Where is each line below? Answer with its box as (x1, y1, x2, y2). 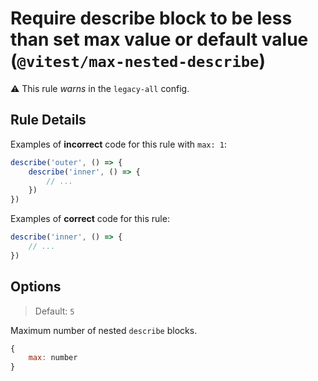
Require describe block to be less (10, 7, 293, 30)
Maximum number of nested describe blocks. (10, 324, 198, 336)
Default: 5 (34, 305, 75, 317)
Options (10, 278, 62, 296)
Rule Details (10, 112, 87, 129)
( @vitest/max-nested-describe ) (10, 50, 266, 72)
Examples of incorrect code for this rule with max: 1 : (10, 138, 227, 150)
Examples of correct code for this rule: (10, 213, 170, 225)
